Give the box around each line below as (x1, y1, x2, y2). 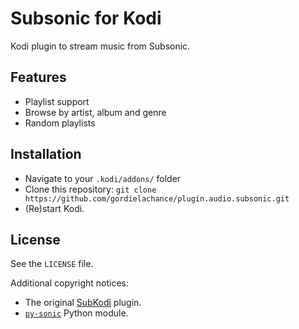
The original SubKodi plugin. (24, 297, 142, 309)
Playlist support (24, 95, 90, 107)
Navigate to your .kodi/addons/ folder (24, 172, 182, 184)
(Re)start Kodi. (24, 202, 85, 214)
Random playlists (24, 117, 96, 129)
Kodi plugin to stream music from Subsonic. (10, 40, 191, 52)
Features (10, 69, 67, 86)
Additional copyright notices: (10, 277, 129, 289)
